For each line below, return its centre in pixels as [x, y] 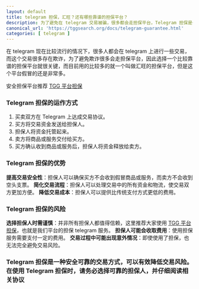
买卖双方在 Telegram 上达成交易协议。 [61, 117]
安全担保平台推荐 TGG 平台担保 [44, 86]
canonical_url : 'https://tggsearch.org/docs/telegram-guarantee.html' [95, 28]
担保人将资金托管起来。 [43, 131]
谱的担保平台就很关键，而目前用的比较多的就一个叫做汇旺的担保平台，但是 [97, 66]
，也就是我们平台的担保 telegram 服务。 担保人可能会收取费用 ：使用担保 [105, 230]
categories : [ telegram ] [38, 34]
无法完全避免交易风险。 [35, 245]
